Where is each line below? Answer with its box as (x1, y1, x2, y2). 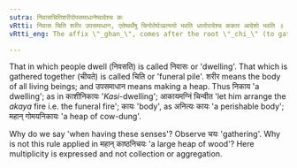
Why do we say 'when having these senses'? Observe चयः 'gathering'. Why (9, 129, 281, 140)
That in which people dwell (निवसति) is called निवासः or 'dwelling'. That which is (9, 61, 288, 72)
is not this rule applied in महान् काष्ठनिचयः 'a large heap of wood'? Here (9, 139, 255, 149)
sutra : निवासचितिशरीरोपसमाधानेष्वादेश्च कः (9, 12, 124, 22)
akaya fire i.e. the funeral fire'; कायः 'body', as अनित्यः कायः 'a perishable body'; (9, 101, 285, 111)
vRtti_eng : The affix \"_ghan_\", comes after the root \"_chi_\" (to (9, 29, 275, 38)
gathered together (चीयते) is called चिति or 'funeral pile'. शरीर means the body (9, 72, 281, 82)
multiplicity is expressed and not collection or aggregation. (9, 149, 223, 159)
